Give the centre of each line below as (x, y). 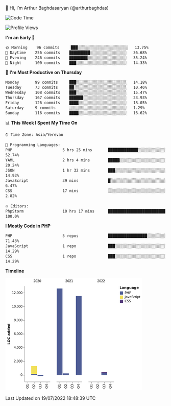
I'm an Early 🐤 (20, 38)
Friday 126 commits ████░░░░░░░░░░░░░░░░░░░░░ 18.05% (76, 103)
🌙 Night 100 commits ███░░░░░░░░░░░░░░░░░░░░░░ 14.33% (76, 63)
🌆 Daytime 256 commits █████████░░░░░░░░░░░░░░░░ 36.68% (76, 53)
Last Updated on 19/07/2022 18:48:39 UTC (51, 398)
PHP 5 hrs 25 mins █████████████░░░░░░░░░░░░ (86, 150)
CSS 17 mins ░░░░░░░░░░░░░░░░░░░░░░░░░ (86, 191)
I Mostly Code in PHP (28, 226)
